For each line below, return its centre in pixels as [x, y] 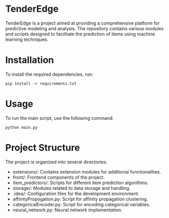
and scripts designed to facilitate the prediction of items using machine [80, 34]
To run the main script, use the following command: [60, 118]
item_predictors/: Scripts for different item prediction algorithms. [81, 183]
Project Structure [43, 148]
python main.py [22, 127]
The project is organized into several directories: [56, 162]
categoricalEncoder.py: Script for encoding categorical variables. [81, 204]
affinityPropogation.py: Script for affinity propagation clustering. [80, 199]
